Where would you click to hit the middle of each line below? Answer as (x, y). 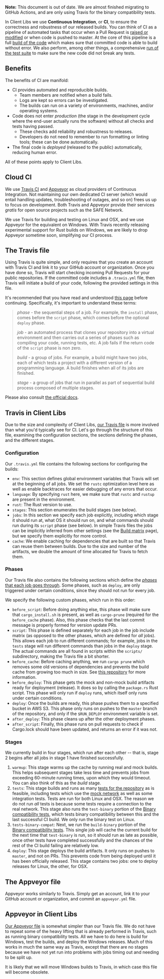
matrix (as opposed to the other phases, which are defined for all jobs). (84, 635)
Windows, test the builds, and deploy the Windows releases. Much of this (79, 942)
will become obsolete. (27, 972)
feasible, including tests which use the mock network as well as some (82, 794)
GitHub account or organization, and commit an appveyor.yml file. (71, 899)
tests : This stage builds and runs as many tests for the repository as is (83, 788)
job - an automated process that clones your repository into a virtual (86, 333)
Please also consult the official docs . (42, 397)
